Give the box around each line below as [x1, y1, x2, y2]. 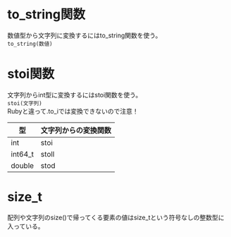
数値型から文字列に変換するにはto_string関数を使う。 [7, 31, 162, 39]
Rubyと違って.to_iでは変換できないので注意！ [7, 107, 139, 115]
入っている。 [7, 221, 44, 230]
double [11, 160, 34, 170]
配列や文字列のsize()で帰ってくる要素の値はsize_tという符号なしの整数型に [7, 213, 225, 221]
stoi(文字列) [7, 99, 42, 107]
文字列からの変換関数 [40, 125, 111, 135]
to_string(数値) [7, 40, 53, 47]
